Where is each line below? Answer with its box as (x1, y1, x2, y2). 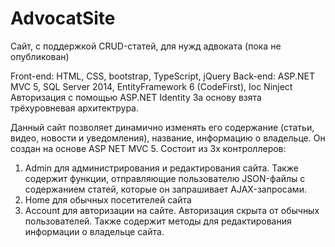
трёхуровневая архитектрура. (10, 102, 140, 114)
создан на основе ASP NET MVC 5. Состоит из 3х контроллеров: (10, 142, 287, 154)
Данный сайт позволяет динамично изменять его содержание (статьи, (10, 121, 315, 133)
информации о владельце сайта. (24, 225, 165, 237)
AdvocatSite (10, 7, 116, 30)
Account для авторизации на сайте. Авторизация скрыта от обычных (24, 204, 320, 216)
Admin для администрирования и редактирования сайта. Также (24, 162, 300, 174)
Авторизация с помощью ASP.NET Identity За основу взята (10, 91, 262, 103)
